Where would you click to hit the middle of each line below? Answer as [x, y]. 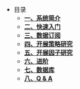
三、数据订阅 [42, 35]
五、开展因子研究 [48, 52]
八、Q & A [38, 78]
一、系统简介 [42, 18]
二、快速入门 [42, 27]
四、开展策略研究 [48, 44]
